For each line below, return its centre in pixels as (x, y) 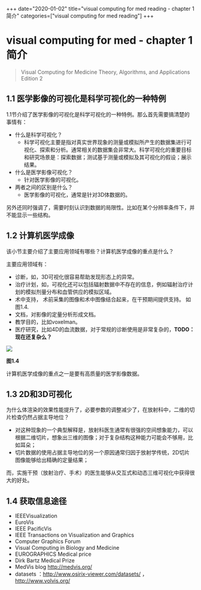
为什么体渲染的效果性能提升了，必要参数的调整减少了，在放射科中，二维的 (98, 410)
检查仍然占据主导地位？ (40, 417)
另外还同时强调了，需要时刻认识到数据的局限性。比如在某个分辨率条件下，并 (100, 207)
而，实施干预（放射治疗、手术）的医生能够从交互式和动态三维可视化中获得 (98, 473)
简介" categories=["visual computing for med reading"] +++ (80, 16)
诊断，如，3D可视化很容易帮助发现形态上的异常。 (76, 277)
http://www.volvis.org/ (42, 581)
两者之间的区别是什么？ (44, 187)
